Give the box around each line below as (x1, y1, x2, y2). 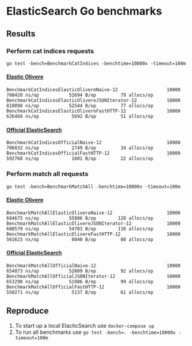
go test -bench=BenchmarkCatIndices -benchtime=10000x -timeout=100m (6, 60, 187, 66)
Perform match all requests (6, 170, 89, 178)
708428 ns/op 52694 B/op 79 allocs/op (6, 92, 154, 99)
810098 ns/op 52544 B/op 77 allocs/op (6, 103, 154, 109)
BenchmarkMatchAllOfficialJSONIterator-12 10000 (6, 273, 181, 279)
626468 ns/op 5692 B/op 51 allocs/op (6, 114, 154, 120)
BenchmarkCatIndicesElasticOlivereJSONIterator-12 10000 (6, 97, 181, 104)
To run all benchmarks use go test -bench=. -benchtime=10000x (15, 328, 176, 336)
